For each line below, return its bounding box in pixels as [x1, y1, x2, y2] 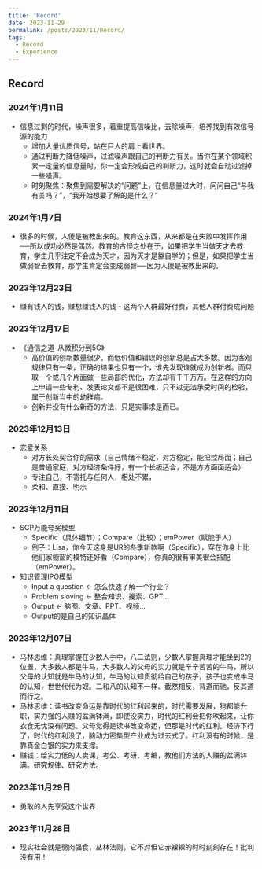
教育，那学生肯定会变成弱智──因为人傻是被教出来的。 [46, 260, 223, 270]
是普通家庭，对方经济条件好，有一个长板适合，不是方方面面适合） [31, 462, 245, 472]
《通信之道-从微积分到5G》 [19, 343, 105, 352]
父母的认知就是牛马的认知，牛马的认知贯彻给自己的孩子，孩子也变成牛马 [19, 672, 254, 681]
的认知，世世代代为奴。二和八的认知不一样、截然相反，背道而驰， [19, 682, 234, 691]
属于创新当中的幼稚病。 [31, 392, 108, 401]
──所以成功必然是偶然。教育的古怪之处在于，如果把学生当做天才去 [19, 241, 237, 250]
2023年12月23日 [8, 282, 72, 293]
